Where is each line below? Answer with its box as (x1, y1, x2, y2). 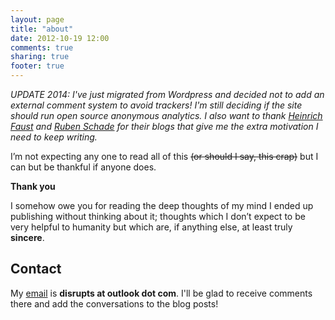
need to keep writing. (10, 131, 98, 143)
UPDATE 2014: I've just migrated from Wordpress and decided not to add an (10, 89, 325, 100)
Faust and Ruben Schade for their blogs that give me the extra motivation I (10, 121, 319, 132)
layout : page (10, 14, 65, 25)
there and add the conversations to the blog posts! (10, 297, 219, 310)
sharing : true (10, 52, 70, 62)
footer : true (10, 61, 65, 71)
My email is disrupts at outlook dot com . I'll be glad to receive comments (10, 287, 313, 299)
